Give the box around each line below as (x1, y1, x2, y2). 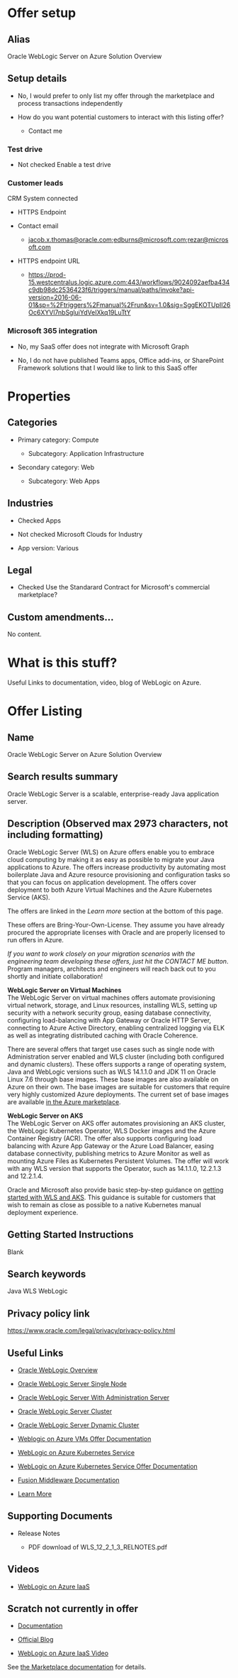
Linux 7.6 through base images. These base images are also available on (7, 1074, 219, 1084)
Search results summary (7, 770, 118, 783)
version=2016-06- (28, 293, 82, 302)
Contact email (17, 222, 59, 230)
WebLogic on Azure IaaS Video (17, 1649, 108, 1657)
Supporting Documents (7, 1510, 113, 1522)
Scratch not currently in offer (7, 1603, 139, 1615)
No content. (7, 630, 42, 638)
